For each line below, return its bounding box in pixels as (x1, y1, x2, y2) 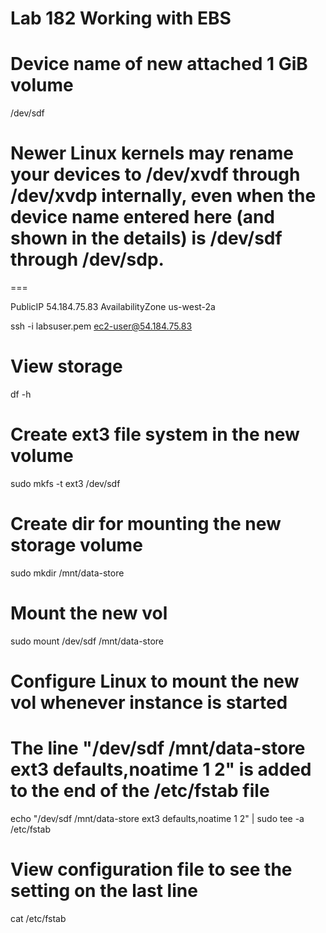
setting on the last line (10, 880, 198, 902)
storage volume (10, 534, 143, 557)
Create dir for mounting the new (10, 513, 282, 536)
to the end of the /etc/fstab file (10, 780, 270, 802)
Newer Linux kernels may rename (10, 142, 294, 165)
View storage (10, 355, 123, 378)
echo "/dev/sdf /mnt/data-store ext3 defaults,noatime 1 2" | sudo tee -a (10, 812, 305, 824)
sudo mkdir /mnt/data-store (10, 567, 125, 579)
